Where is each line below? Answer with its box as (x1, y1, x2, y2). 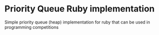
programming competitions (4, 24, 59, 30)
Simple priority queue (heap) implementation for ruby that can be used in (4, 19, 151, 25)
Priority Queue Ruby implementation (4, 3, 155, 14)
